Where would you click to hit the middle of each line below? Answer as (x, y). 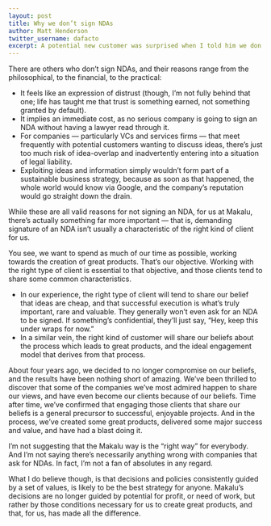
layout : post (30, 16)
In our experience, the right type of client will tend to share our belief (134, 295)
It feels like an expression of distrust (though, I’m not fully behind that (135, 93)
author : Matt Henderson (48, 31)
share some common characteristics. (70, 279)
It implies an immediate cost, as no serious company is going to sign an (139, 119)
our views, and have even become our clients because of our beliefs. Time (132, 396)
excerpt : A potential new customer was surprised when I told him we (128, 46)
